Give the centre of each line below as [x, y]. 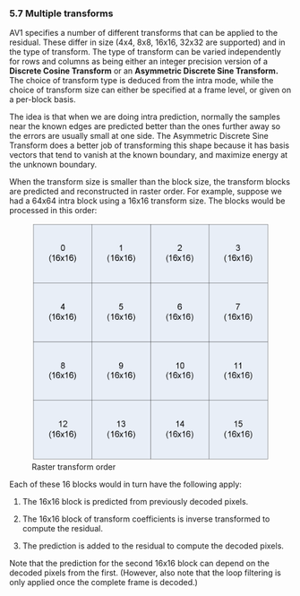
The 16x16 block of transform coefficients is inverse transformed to [146, 519]
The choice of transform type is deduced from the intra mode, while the [141, 81]
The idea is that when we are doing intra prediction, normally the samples [145, 117]
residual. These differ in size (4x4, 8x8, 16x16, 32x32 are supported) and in [147, 42]
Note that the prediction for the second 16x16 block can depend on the [140, 564]
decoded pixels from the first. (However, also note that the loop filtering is [146, 573]
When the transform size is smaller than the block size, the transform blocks [150, 182]
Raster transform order [74, 467]
